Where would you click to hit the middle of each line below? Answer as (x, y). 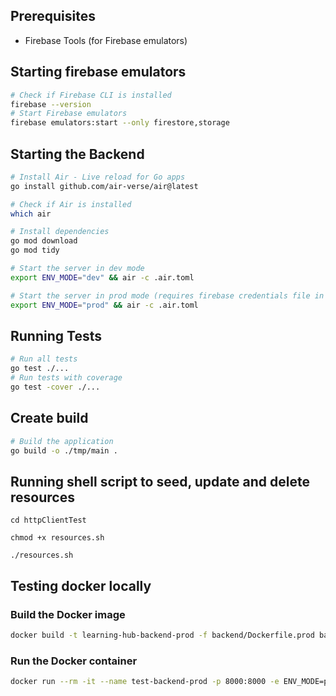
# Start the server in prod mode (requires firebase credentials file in (167, 295)
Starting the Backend (77, 154)
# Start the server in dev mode (77, 269)
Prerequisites (53, 16)
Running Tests (56, 335)
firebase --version (51, 104)
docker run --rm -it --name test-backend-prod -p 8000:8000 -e (145, 682)
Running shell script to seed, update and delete (160, 481)
